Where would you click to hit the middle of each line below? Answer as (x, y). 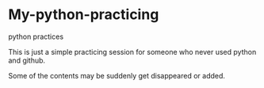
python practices (36, 36)
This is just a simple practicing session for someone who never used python (132, 52)
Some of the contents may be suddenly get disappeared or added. (117, 75)
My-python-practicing (84, 15)
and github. (27, 60)
